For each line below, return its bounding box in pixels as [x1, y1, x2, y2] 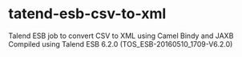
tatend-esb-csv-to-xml [8, 5, 167, 23]
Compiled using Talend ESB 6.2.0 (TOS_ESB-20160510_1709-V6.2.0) [8, 39, 233, 48]
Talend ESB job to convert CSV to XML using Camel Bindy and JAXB [8, 31, 234, 40]
